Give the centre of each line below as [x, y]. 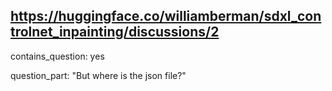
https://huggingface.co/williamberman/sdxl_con [166, 16]
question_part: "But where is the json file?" [98, 75]
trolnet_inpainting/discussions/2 [115, 32]
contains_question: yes [57, 56]
